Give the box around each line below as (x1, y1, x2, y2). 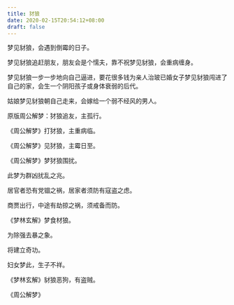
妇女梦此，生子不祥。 (7, 261, 68, 269)
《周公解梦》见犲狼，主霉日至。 (7, 142, 99, 150)
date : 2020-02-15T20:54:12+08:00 (7, 17, 105, 24)
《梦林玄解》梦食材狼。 (7, 216, 75, 224)
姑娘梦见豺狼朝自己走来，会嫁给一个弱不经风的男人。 (7, 97, 161, 105)
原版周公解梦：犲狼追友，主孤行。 (7, 111, 105, 120)
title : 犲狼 (7, 10, 40, 18)
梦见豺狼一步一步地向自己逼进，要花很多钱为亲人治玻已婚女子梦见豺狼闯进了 (7, 73, 228, 81)
